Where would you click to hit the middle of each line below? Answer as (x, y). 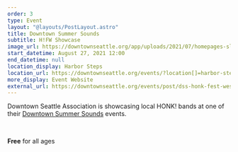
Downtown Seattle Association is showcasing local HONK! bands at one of (116, 106)
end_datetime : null (36, 60)
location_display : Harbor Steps (55, 66)
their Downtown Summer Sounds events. (67, 114)
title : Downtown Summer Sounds (53, 34)
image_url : (23, 47)
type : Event (25, 21)
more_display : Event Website (50, 80)
